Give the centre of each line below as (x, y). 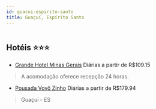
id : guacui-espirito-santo (40, 12)
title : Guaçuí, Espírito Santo (45, 17)
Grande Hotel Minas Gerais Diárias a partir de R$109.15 (82, 65)
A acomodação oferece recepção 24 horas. (75, 77)
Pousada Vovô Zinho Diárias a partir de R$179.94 (75, 88)
